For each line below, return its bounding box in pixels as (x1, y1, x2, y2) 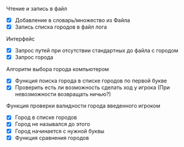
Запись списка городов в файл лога (14, 23, 107, 30)
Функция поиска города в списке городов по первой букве (14, 77, 167, 84)
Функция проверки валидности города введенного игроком (6, 102, 161, 109)
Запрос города (14, 54, 54, 61)
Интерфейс (6, 35, 35, 42)
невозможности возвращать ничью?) (14, 91, 111, 98)
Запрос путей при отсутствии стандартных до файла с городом (14, 47, 179, 54)
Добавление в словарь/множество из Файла (14, 17, 131, 23)
